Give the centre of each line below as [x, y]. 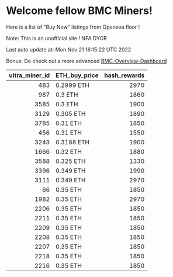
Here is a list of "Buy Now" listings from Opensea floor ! [73, 27]
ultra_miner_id [30, 75]
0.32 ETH [68, 151]
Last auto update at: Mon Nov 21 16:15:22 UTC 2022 [69, 49]
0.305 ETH [70, 113]
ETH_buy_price [77, 75]
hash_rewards [124, 75]
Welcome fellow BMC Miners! [79, 11]
